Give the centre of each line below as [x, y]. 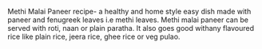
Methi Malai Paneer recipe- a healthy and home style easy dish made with [129, 11]
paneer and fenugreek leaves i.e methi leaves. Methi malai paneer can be [128, 20]
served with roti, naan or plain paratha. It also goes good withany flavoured [131, 28]
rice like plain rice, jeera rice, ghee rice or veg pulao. [94, 36]
